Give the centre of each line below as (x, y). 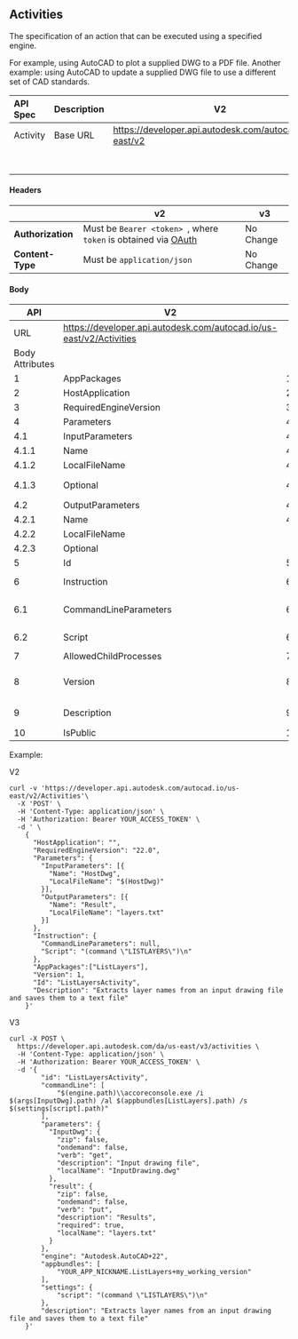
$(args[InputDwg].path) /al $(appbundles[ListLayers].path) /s (129, 1101)
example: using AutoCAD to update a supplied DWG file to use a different (143, 72)
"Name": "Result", (82, 905)
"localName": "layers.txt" (106, 1233)
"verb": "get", (85, 1156)
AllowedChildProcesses (113, 657)
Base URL (74, 135)
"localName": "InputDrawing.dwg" (118, 1171)
